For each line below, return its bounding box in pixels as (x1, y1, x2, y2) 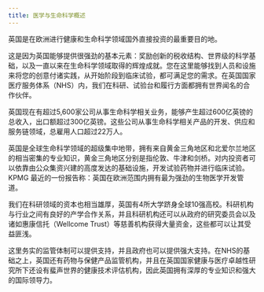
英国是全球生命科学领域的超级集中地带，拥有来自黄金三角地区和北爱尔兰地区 (8, 143, 256, 153)
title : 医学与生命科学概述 (8, 11, 86, 20)
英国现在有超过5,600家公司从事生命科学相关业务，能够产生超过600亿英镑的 (8, 107, 254, 116)
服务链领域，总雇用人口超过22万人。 (8, 127, 127, 136)
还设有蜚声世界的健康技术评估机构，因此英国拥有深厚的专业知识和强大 (28, 265, 256, 275)
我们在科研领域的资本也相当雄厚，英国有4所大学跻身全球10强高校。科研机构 (8, 199, 254, 209)
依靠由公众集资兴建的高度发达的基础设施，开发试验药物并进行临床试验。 (14, 163, 249, 172)
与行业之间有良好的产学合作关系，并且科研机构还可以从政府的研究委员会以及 (8, 209, 256, 219)
